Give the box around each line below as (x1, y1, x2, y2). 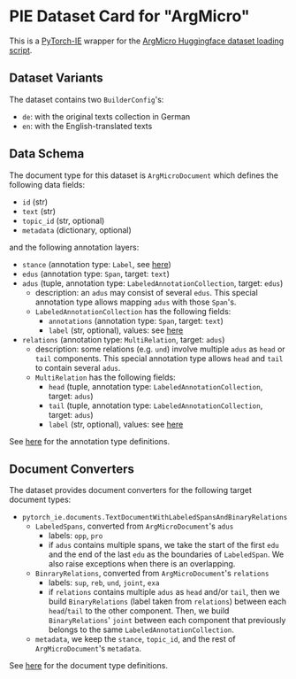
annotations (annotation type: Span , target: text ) (48, 315, 224, 326)
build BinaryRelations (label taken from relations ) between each (48, 596, 287, 607)
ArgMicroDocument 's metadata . (34, 644, 141, 654)
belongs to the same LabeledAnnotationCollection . (48, 624, 234, 635)
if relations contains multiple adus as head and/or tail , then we (48, 587, 280, 598)
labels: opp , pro (48, 530, 103, 541)
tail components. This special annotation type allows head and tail (34, 352, 284, 364)
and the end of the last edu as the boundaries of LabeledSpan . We (48, 549, 285, 559)
